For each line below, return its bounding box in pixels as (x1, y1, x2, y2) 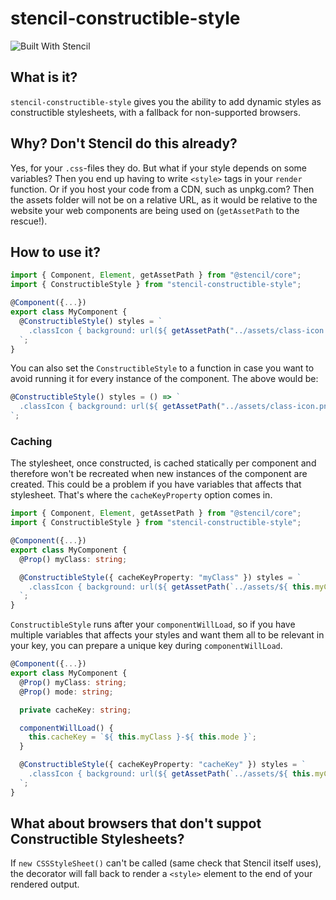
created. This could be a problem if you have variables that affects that (10, 478, 302, 491)
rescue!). (10, 215, 48, 227)
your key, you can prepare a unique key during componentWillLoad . (10, 640, 283, 652)
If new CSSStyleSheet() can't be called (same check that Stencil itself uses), (10, 857, 322, 869)
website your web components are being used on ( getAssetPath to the (10, 204, 300, 216)
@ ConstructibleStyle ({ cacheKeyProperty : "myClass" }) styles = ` (19, 572, 302, 582)
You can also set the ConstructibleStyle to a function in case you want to (10, 362, 315, 374)
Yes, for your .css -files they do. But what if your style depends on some (10, 162, 308, 174)
